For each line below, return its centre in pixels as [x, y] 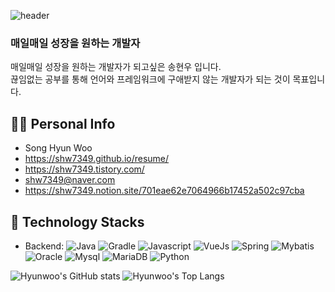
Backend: [44, 246]
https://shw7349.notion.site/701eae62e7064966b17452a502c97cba [164, 191]
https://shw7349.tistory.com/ [84, 169]
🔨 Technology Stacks [77, 221]
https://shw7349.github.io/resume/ [97, 159]
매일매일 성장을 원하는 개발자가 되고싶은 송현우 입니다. [116, 67]
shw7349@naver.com [70, 180]
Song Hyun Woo [58, 148]
